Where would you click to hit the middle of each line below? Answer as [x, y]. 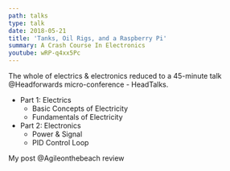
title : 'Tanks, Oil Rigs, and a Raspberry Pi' [88, 38]
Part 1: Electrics [46, 100]
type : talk [27, 23]
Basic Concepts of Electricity [80, 108]
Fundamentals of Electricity [77, 117]
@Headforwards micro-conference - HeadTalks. [88, 84]
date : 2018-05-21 [37, 31]
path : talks [28, 16]
